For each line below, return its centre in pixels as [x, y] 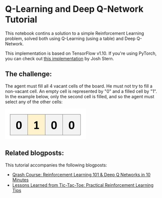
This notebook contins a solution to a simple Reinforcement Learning [75, 33]
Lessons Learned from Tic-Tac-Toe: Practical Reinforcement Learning [83, 185]
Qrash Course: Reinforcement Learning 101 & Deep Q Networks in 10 [81, 174]
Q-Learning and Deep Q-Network [74, 9]
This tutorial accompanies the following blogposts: [56, 165]
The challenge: [28, 74]
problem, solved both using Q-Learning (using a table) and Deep [70, 39]
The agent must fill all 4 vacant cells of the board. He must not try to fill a [79, 86]
